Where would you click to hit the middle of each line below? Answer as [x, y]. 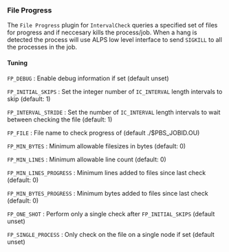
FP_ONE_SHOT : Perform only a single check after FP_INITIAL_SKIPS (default [111, 214]
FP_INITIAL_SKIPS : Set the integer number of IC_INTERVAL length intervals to [115, 91]
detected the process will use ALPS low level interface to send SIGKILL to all [115, 40]
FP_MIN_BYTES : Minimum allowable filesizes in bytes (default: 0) [97, 146]
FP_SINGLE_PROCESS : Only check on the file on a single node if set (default [111, 234]
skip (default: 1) [29, 99]
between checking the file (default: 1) [60, 119]
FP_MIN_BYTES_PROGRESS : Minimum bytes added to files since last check [108, 193]
